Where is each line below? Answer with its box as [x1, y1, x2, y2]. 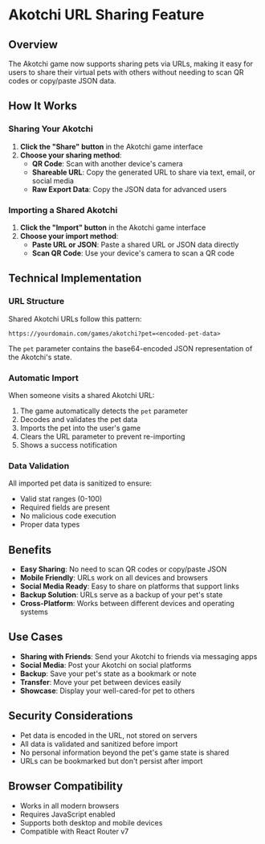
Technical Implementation [8, 272, 142, 285]
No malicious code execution [19, 511, 116, 521]
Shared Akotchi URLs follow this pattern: [8, 313, 142, 323]
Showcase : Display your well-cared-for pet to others [19, 686, 195, 695]
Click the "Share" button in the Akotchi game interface [19, 141, 203, 151]
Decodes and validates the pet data [19, 414, 138, 424]
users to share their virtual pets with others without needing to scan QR [8, 68, 244, 77]
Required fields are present [19, 502, 110, 512]
